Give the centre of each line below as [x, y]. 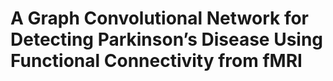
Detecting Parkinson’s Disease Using [167, 39]
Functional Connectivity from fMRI [156, 61]
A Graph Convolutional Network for [160, 18]
